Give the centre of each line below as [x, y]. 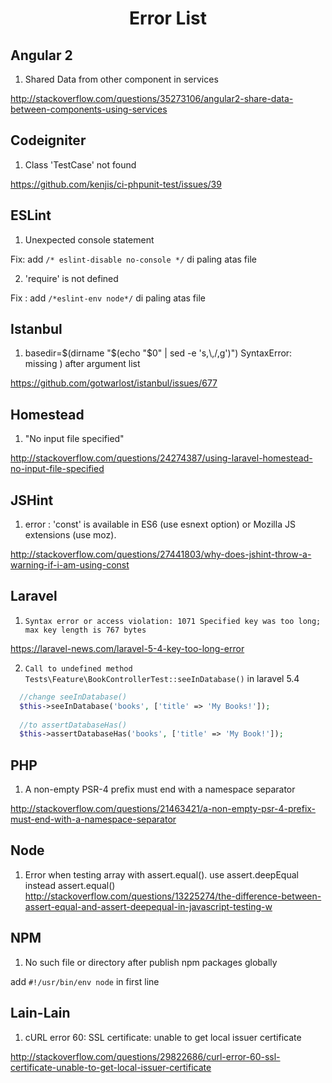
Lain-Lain [40, 1013]
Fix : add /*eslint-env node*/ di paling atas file [108, 298]
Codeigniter [48, 140]
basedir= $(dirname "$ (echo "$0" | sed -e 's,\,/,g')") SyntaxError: [158, 353]
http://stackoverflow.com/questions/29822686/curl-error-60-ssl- [145, 1056]
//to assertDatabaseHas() [73, 725]
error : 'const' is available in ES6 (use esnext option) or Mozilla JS [160, 524]
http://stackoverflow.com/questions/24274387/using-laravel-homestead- [161, 458]
